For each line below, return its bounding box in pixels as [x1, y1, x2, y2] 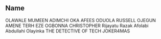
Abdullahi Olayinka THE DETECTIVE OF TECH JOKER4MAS [5, 27, 130, 34]
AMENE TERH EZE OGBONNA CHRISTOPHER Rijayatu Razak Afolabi [5, 22, 149, 28]
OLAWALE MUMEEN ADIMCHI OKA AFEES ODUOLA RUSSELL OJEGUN [5, 17, 156, 23]
